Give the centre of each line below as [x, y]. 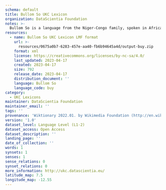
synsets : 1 [16, 152]
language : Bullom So [35, 83]
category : [15, 93]
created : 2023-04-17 [35, 65]
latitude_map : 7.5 [24, 175]
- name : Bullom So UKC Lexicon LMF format [54, 38]
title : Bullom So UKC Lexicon [36, 14]
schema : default [22, 10]
